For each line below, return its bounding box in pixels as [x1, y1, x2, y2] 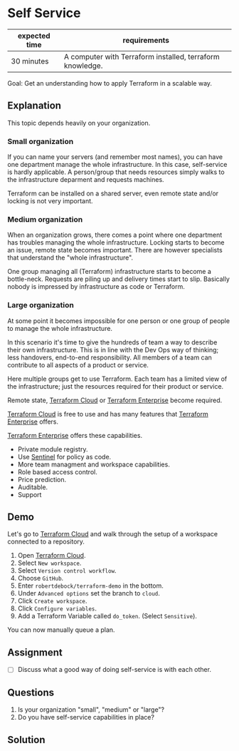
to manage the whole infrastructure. [7, 324, 112, 332]
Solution [7, 733, 46, 746]
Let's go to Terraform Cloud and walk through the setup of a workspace [7, 530, 218, 538]
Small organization [7, 136, 74, 146]
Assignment [7, 646, 63, 658]
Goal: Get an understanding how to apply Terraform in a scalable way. [7, 78, 212, 87]
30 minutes [11, 56, 49, 66]
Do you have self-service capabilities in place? [17, 713, 155, 722]
